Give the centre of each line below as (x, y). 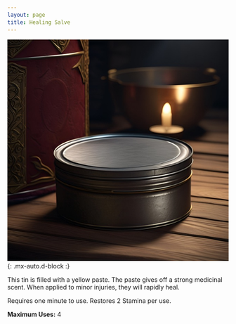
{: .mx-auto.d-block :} (39, 266)
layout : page (26, 15)
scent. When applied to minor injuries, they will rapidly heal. (94, 287)
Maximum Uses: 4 (34, 314)
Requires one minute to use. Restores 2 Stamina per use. (90, 300)
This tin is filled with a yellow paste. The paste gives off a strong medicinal (115, 279)
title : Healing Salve (39, 22)
